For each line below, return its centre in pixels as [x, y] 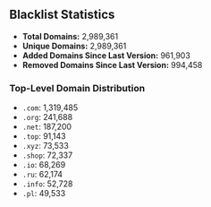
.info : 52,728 [47, 184]
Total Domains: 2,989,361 [70, 36]
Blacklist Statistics [62, 15]
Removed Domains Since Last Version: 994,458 [112, 65]
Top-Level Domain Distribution [77, 88]
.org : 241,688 [47, 117]
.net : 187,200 [47, 127]
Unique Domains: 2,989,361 [74, 46]
